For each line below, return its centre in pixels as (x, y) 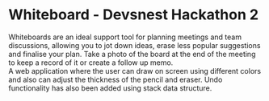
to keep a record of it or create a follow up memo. (91, 63)
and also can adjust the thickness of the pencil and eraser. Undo (116, 79)
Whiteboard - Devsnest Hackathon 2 (134, 15)
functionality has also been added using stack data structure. (110, 88)
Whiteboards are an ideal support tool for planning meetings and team (125, 37)
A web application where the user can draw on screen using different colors (134, 71)
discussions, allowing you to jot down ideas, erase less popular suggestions (134, 45)
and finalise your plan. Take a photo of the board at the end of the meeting (132, 54)
